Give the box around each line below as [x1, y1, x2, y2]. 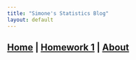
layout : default [7, 16, 54, 23]
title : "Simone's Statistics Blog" [7, 10, 109, 17]
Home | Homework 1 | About [7, 42, 129, 53]
